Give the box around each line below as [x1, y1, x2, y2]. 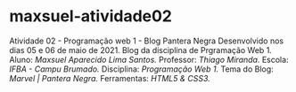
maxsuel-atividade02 [9, 6, 172, 27]
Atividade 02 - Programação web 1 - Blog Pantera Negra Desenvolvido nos [9, 35, 284, 46]
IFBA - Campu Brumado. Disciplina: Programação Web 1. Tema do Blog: [9, 64, 274, 74]
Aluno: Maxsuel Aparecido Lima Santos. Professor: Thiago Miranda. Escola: [9, 54, 289, 65]
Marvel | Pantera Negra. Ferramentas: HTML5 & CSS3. [9, 73, 211, 83]
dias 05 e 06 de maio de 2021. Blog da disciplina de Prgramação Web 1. [9, 44, 272, 55]
